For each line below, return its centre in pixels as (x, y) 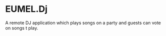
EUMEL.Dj (26, 9)
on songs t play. (22, 28)
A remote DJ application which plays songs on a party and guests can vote (83, 23)
